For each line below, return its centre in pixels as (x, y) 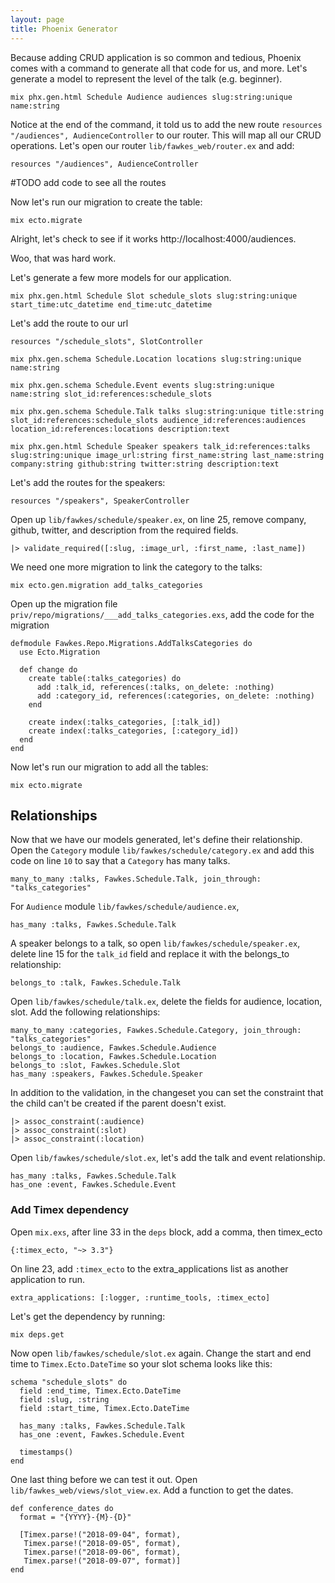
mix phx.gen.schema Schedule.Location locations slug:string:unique (156, 359)
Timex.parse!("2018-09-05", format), (102, 1543)
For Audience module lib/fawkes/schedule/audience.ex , (125, 907)
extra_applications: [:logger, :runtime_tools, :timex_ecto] (140, 1297)
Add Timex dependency (70, 1210)
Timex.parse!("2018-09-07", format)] (102, 1561)
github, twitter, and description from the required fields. (124, 530)
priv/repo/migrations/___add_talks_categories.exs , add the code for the (162, 614)
